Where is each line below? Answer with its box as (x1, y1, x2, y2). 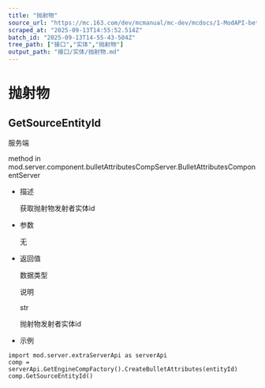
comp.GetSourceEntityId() (8, 372, 93, 380)
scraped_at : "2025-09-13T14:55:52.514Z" (8, 26, 144, 34)
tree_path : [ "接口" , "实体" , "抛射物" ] (8, 41, 124, 49)
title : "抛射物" (8, 11, 58, 20)
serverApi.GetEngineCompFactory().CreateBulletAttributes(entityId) (8, 365, 238, 373)
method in (8, 154, 41, 163)
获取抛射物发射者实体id (19, 204, 95, 212)
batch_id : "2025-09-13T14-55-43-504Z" (8, 33, 136, 42)
